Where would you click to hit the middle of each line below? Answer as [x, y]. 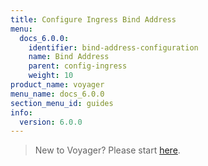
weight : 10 [51, 76]
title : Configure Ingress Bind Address [93, 19]
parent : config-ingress [78, 66]
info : [21, 112]
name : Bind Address [69, 57]
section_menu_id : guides [62, 103]
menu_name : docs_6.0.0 [57, 94]
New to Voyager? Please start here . [107, 150]
